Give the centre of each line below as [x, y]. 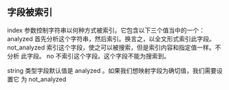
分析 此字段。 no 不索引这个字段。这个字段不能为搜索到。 [89, 56]
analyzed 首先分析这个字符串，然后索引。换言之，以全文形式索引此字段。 [111, 38]
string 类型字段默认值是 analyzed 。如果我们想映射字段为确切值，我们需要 [112, 70]
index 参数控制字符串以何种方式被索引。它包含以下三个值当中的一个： [106, 30]
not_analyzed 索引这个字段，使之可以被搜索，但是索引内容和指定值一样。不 [114, 47]
